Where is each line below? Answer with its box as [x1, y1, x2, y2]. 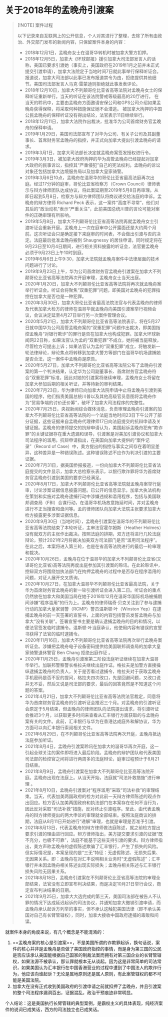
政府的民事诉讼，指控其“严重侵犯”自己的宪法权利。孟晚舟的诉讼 [29, 162, 160, 168]
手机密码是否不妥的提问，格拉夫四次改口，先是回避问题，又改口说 [24, 674, 161, 680]
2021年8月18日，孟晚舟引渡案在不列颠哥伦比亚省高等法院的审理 [24, 874, 156, 880]
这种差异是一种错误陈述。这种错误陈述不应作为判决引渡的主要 [33, 449, 161, 455]
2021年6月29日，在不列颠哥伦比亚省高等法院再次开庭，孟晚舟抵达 [24, 730, 161, 736]
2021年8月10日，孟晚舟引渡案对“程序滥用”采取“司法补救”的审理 [24, 787, 155, 793]
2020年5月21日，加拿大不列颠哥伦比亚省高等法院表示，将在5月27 [24, 318, 160, 324]
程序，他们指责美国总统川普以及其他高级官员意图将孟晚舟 [33, 393, 152, 399]
